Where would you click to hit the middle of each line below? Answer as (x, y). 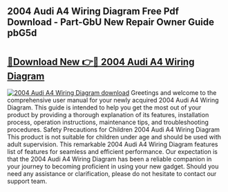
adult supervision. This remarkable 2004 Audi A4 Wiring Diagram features (113, 144)
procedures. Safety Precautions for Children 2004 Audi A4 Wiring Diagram (113, 130)
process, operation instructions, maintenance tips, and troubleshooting (108, 122)
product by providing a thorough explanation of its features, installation (108, 115)
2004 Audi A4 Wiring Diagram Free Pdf (93, 11)
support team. (27, 181)
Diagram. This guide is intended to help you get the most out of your (104, 107)
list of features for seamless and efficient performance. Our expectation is (113, 151)
